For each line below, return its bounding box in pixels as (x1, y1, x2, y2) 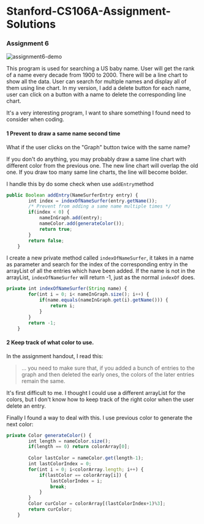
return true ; (39, 226, 72, 232)
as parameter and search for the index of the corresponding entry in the (6, 261, 188, 268)
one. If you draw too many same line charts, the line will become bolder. (6, 168, 188, 176)
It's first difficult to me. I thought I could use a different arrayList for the (6, 389, 186, 396)
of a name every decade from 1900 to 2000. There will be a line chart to (6, 72, 188, 79)
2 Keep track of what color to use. (6, 339, 94, 346)
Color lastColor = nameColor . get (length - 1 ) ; (28, 455, 144, 462)
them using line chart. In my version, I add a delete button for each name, (6, 84, 191, 92)
